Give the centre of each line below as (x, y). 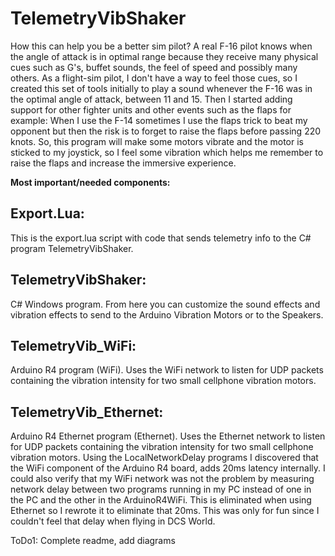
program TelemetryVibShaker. (72, 248)
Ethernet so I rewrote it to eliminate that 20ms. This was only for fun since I (165, 511)
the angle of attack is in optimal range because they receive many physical (164, 56)
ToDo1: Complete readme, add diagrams (93, 541)
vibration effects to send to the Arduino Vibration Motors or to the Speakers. (167, 314)
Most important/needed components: (90, 182)
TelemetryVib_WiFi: (73, 345)
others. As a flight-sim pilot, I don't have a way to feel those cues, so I (154, 78)
